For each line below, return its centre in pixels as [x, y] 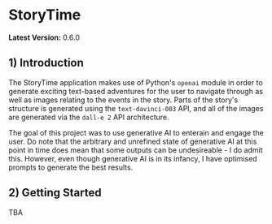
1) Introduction [46, 63]
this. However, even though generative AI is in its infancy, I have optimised [133, 158]
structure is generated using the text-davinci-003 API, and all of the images [136, 108]
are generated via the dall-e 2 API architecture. [89, 117]
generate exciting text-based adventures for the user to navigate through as [136, 91]
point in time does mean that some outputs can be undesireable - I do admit [136, 150]
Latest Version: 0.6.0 [44, 37]
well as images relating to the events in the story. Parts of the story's [123, 100]
